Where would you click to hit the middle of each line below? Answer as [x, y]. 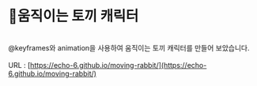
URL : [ [19, 65]
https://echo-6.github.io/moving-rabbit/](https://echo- [119, 65]
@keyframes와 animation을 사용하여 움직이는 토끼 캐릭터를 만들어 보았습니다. [129, 47]
